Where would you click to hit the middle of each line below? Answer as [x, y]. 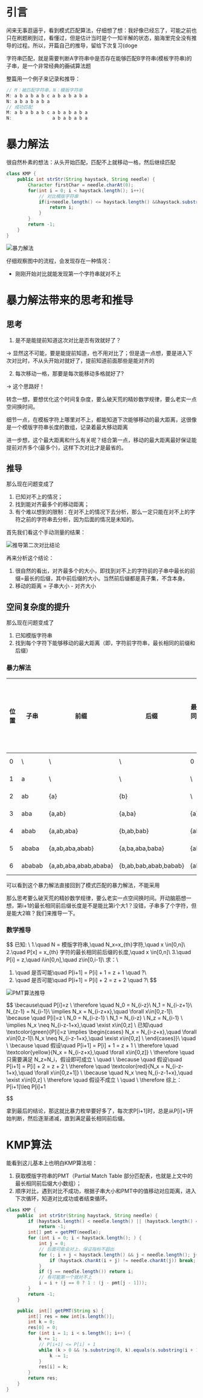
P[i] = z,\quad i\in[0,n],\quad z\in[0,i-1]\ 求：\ [62, 960]
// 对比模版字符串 [58, 196]
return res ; [43, 1378]
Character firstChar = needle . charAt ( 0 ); [81, 185]
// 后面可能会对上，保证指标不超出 [76, 1249]
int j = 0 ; [52, 1244]
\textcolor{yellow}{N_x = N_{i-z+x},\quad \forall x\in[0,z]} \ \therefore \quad [100, 1052]
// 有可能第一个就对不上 [65, 1277]
